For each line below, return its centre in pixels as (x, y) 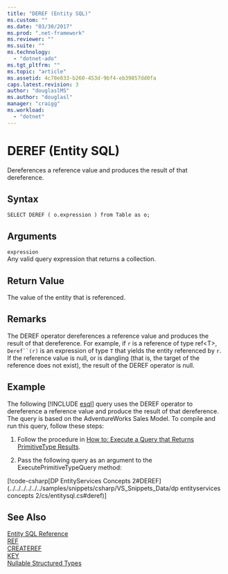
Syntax (23, 199)
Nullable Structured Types (44, 563)
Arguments (32, 236)
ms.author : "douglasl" (40, 98)
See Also (27, 518)
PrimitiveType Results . (49, 447)
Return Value (36, 281)
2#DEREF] (147, 481)
